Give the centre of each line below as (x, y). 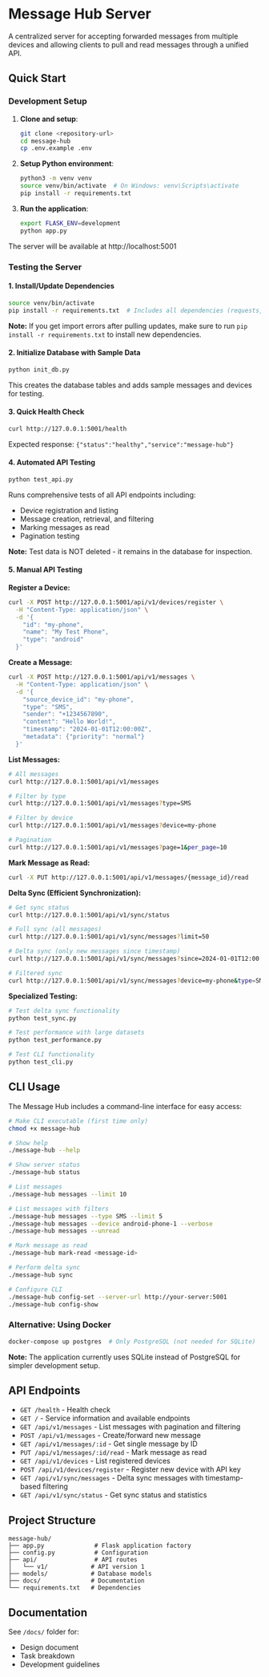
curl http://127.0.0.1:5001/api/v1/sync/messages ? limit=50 (109, 937)
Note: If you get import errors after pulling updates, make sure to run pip (128, 326)
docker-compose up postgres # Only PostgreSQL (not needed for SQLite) (132, 1341)
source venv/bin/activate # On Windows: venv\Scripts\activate (129, 186)
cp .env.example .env (56, 148)
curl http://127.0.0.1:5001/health (68, 429)
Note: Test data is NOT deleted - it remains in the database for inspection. (130, 551)
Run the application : (54, 209)
